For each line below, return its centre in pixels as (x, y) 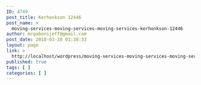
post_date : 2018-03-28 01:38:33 (46, 40)
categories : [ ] (26, 73)
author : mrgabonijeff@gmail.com (46, 34)
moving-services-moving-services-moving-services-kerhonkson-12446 (98, 28)
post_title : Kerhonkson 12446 (44, 17)
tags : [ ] (19, 67)
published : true (26, 62)
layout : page (22, 45)
